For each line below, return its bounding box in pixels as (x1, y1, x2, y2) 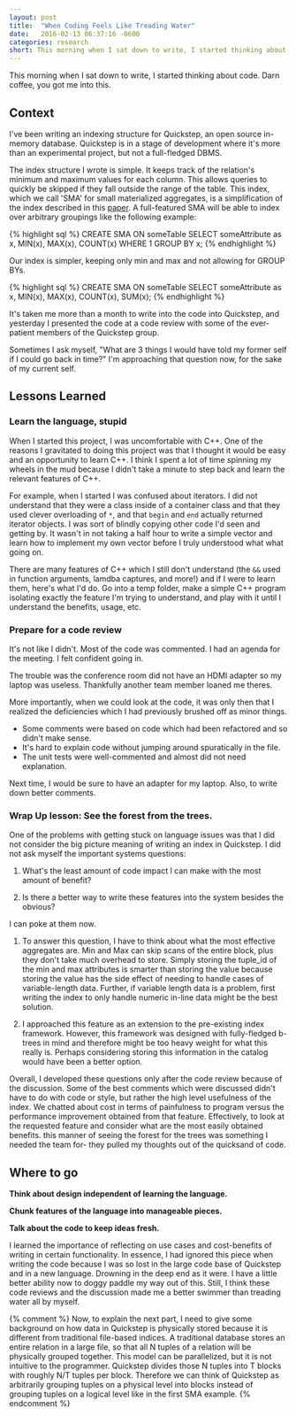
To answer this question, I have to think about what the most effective (21, 935, 276, 947)
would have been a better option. (21, 1057, 143, 1067)
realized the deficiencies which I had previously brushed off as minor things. (9, 705, 287, 717)
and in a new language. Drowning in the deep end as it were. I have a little (9, 1268, 277, 1279)
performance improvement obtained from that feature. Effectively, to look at (9, 1112, 285, 1122)
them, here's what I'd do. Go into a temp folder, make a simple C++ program (9, 582, 286, 593)
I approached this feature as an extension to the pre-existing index (21, 1019, 265, 1029)
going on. (9, 546, 44, 558)
